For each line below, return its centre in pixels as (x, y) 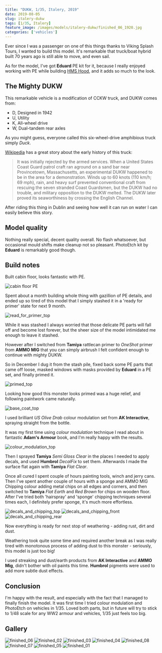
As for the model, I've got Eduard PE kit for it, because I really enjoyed (75, 66)
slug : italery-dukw (25, 19)
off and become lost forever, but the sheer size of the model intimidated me (81, 330)
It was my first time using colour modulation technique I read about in (74, 432)
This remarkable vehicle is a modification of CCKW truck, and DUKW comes (81, 98)
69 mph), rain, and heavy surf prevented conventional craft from (81, 182)
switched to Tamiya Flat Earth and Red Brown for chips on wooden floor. (78, 492)
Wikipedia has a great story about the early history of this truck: (69, 152)
